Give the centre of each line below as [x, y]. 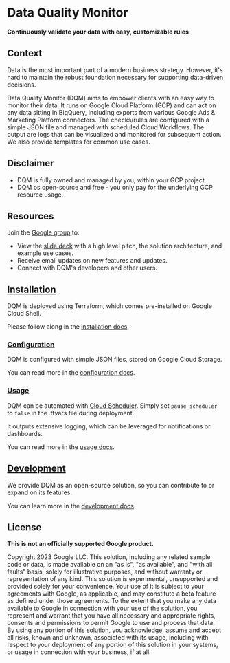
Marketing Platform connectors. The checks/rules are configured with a [108, 120]
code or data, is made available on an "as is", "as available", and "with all [110, 565]
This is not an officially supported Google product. [81, 544]
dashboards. [25, 433]
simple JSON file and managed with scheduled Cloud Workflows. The [106, 127]
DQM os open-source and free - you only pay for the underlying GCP [115, 187]
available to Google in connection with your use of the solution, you [102, 608]
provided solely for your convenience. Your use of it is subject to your [105, 587]
